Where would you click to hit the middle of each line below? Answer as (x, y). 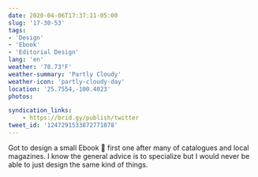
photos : (21, 96)
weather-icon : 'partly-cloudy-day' (67, 81)
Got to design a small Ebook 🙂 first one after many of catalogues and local (129, 148)
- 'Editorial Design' (44, 52)
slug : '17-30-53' (37, 23)
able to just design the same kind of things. (78, 164)
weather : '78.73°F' (40, 67)
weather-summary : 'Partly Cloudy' (65, 74)
